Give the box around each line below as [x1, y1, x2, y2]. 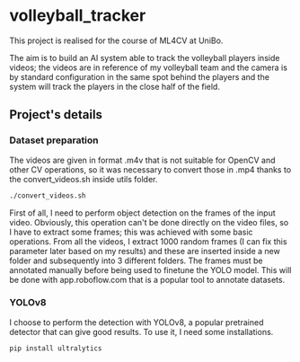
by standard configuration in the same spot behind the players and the [9, 71, 269, 82]
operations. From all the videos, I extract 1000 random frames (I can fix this [9, 235, 287, 247]
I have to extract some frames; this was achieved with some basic [9, 226, 253, 237]
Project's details [9, 107, 103, 122]
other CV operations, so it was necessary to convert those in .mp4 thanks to [9, 163, 292, 175]
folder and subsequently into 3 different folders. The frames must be [9, 255, 263, 266]
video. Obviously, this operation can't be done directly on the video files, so [9, 216, 289, 227]
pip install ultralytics [9, 343, 102, 353]
